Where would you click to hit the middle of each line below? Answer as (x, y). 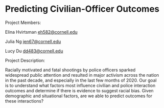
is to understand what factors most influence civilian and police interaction (80, 85)
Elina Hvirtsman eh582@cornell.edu (41, 32)
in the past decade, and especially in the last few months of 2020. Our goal (81, 80)
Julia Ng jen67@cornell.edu (33, 41)
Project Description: (25, 60)
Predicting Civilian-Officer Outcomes (82, 9)
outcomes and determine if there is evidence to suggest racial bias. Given (79, 90)
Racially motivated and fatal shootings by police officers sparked (70, 70)
